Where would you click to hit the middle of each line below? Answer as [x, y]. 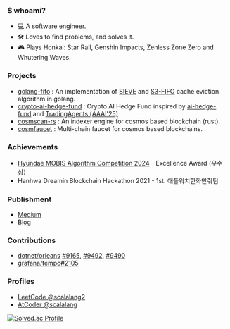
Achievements [33, 147]
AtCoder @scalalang [47, 304]
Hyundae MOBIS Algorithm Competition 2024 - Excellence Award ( [114, 163]
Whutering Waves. [44, 58]
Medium [30, 215]
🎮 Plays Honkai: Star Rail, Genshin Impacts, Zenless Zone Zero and [116, 47]
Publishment [30, 199]
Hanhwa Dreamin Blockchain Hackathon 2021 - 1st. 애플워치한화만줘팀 [118, 180]
